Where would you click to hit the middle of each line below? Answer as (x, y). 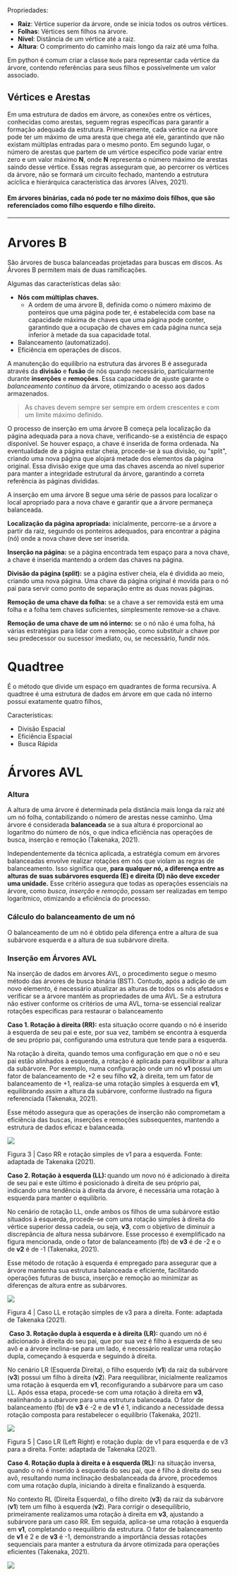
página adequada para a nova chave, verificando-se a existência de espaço (117, 436)
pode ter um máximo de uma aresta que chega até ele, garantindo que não (116, 136)
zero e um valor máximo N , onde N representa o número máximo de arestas (117, 159)
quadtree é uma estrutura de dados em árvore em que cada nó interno (110, 694)
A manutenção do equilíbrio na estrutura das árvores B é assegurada (108, 363)
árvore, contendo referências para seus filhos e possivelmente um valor (112, 67)
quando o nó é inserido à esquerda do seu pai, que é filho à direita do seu (115, 1470)
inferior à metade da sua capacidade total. (90, 334)
